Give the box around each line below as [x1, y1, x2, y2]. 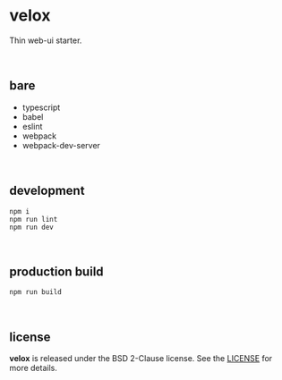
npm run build [9, 288, 63, 297]
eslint [21, 121, 43, 131]
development [9, 183, 85, 198]
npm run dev [9, 223, 54, 232]
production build [9, 264, 105, 279]
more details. [9, 363, 58, 374]
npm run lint [9, 215, 58, 224]
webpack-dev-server [21, 139, 101, 150]
